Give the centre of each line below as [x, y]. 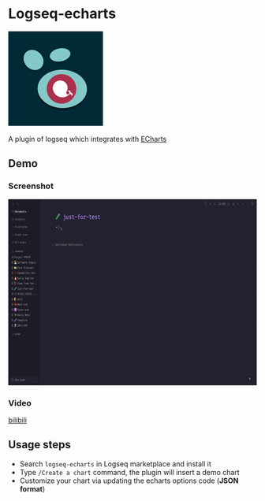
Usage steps [39, 445]
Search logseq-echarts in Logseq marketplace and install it [115, 464]
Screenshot [31, 186]
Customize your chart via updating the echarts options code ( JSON [129, 481]
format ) [32, 488]
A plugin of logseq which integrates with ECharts [88, 139]
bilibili [18, 420]
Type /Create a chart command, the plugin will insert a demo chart [129, 472]
